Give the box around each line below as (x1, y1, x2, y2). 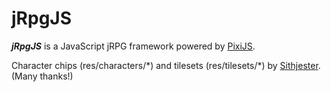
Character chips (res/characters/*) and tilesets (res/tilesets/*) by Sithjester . (11, 59, 321, 71)
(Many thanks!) (11, 70, 74, 82)
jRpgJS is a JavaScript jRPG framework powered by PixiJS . (11, 40, 256, 52)
